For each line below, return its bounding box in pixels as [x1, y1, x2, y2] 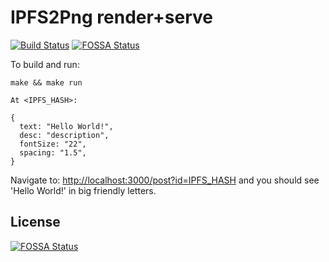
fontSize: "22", [19, 139, 87, 149]
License [10, 214, 61, 231]
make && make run [10, 77, 83, 88]
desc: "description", [19, 130, 110, 140]
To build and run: [10, 58, 80, 70]
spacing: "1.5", [19, 147, 87, 158]
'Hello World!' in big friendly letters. [10, 184, 157, 196]
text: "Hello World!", [19, 121, 114, 131]
